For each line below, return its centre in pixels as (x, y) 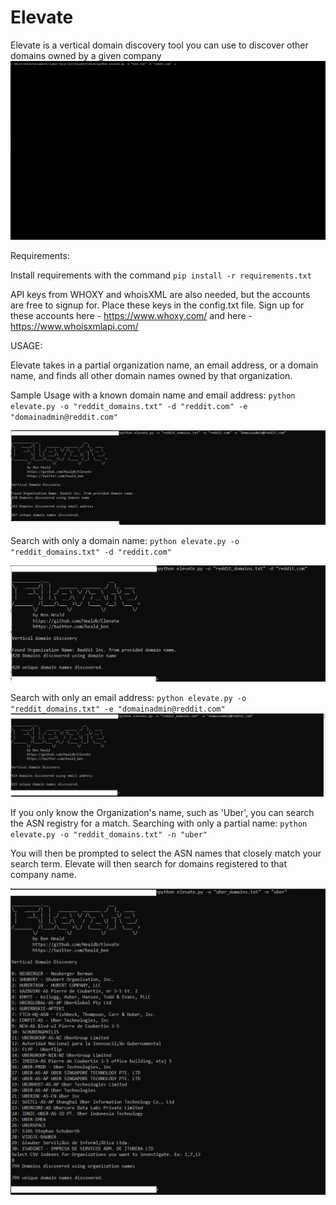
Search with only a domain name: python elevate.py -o (125, 540)
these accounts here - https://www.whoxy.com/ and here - (131, 316)
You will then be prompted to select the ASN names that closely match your (166, 853)
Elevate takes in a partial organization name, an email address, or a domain (164, 365)
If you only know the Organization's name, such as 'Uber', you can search (162, 813)
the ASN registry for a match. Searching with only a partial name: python (159, 823)
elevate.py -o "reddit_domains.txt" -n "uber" (109, 835)
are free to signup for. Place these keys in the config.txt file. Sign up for (157, 305)
